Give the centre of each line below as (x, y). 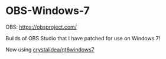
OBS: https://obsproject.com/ (41, 27)
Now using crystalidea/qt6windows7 (50, 49)
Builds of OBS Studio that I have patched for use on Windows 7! (83, 38)
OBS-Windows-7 (48, 11)
